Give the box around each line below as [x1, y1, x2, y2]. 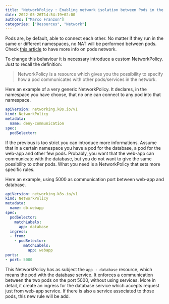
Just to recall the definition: [5, 61, 62, 67]
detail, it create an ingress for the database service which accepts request [5, 282, 160, 288]
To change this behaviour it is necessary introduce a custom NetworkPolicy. [5, 56, 163, 62]
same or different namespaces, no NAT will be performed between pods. [5, 41, 157, 47]
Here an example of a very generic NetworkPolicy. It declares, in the [5, 86, 147, 93]
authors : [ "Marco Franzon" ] [5, 17, 65, 22]
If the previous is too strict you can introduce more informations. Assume [5, 140, 157, 146]
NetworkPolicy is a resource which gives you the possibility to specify [17, 71, 163, 77]
